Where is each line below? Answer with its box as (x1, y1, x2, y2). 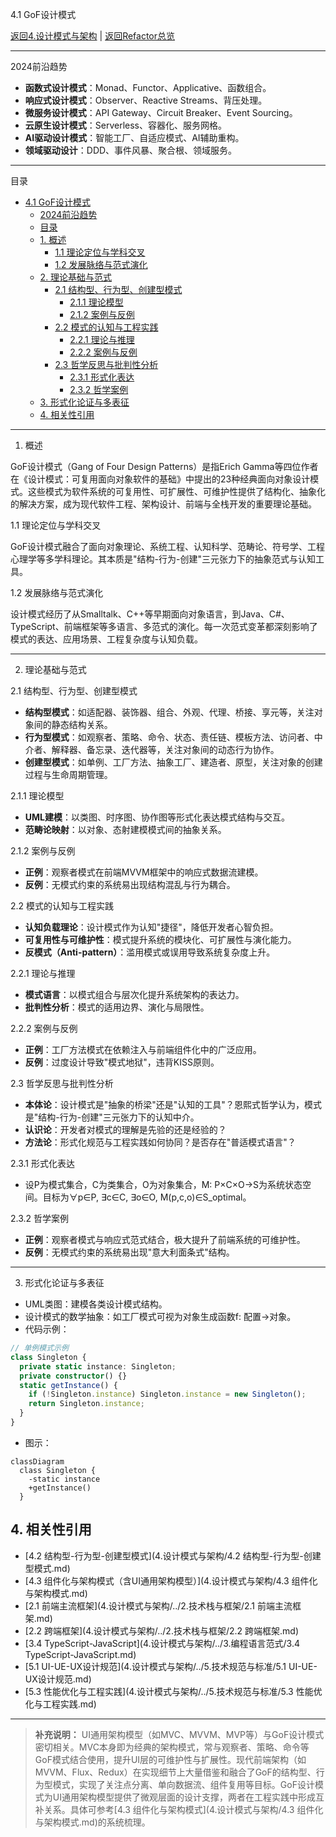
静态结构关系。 (51, 719, 113, 730)
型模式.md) (24, 1562, 71, 1574)
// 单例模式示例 (10, 1343, 69, 1353)
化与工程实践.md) (24, 1698, 97, 1710)
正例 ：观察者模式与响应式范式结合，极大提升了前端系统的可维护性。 (24, 1234, 306, 1245)
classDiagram (10, 1456, 65, 1467)
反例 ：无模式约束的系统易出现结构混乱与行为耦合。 (24, 879, 236, 890)
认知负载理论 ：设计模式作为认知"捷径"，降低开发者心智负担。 (24, 921, 279, 933)
